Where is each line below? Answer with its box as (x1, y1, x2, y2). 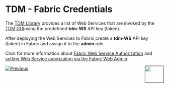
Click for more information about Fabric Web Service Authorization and (5, 50, 152, 56)
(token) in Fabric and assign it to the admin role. (5, 40, 105, 46)
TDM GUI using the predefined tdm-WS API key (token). (5, 25, 121, 31)
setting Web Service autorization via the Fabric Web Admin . (5, 55, 129, 61)
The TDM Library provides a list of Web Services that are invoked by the (5, 20, 155, 26)
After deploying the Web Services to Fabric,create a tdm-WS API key (5, 35, 148, 41)
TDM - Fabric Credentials (5, 4, 113, 15)
